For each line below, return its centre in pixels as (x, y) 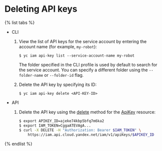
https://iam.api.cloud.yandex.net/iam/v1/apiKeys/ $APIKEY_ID (91, 135)
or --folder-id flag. (64, 75)
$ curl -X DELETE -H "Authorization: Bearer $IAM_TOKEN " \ (80, 130)
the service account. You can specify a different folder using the (83, 70)
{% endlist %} (18, 144)
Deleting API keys (41, 9)
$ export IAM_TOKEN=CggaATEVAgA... (55, 126)
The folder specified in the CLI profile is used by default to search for (88, 65)
